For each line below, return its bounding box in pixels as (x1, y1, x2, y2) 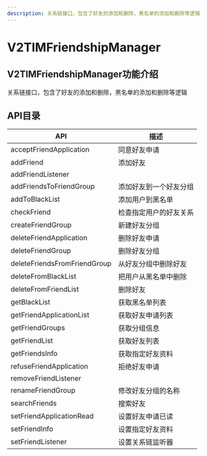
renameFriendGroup (10, 385, 76, 395)
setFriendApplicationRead (10, 411, 94, 421)
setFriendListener (10, 437, 67, 446)
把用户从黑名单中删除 (118, 272, 187, 282)
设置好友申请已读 (118, 412, 173, 422)
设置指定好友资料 (118, 424, 173, 434)
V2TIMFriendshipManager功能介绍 (7, 69, 159, 80)
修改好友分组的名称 (118, 386, 180, 396)
